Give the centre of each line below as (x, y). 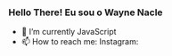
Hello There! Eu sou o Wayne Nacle (86, 12)
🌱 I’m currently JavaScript (69, 32)
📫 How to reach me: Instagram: (80, 42)
